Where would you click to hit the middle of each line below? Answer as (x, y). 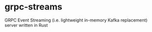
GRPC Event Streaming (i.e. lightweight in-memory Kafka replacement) (76, 20)
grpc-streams (33, 7)
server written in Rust (26, 25)
